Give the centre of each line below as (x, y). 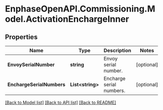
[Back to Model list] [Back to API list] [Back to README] (61, 103)
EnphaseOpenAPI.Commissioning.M (80, 9)
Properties (21, 37)
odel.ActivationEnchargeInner (67, 19)
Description (117, 50)
